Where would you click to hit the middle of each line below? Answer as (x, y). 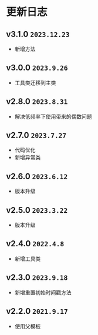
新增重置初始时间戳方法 (43, 292)
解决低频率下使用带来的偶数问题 (53, 116)
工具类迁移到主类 (35, 82)
